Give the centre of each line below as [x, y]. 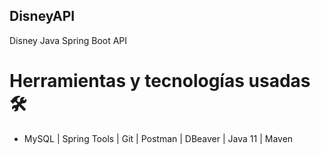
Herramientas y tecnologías [127, 81]
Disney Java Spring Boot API [68, 40]
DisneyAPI [42, 16]
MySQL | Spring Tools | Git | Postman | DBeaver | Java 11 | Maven [158, 138]
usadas [279, 81]
